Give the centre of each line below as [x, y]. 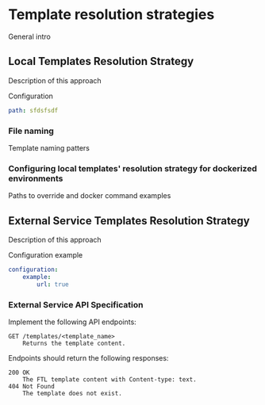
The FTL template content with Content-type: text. [109, 379]
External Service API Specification [76, 304]
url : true [53, 284]
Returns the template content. [74, 343]
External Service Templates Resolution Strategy [129, 221]
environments [36, 178]
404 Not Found [32, 386]
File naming [31, 131]
